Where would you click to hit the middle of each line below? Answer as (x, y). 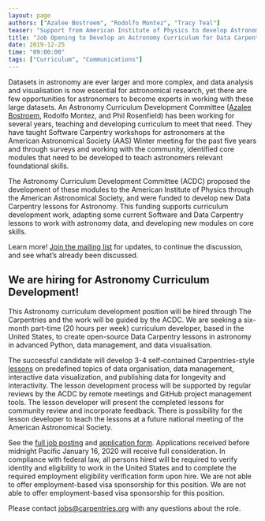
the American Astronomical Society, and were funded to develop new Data (129, 197)
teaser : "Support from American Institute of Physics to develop (118, 30)
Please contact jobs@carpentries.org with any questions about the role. (125, 508)
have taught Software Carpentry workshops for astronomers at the (117, 132)
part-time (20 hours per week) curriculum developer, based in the (137, 328)
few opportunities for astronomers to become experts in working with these (131, 99)
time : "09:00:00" (37, 52)
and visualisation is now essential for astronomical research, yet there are (127, 90)
